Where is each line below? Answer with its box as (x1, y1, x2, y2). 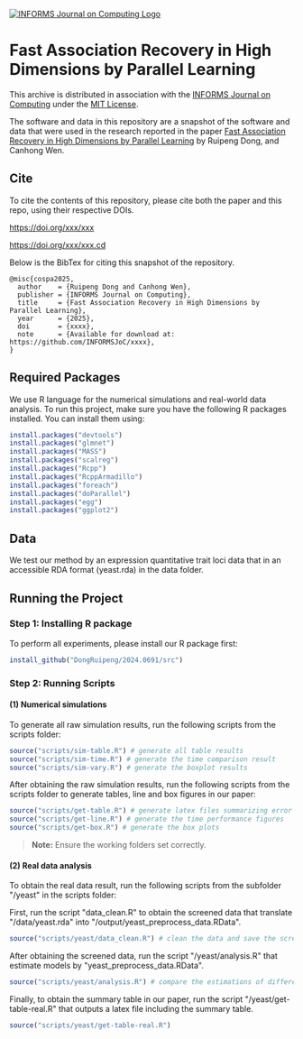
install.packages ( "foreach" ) (9, 481, 119, 490)
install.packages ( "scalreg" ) (9, 455, 119, 464)
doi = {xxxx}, (17, 321, 95, 331)
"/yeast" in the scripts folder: (9, 889, 117, 901)
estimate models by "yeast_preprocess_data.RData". (9, 961, 205, 971)
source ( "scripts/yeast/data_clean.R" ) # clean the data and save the (9, 934, 277, 943)
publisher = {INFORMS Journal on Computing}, (17, 290, 192, 299)
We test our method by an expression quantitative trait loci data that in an (9, 555, 281, 565)
